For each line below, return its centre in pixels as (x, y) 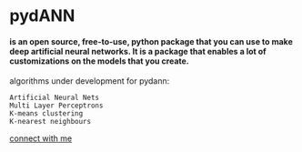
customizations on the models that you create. (99, 61)
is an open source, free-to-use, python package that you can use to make (151, 41)
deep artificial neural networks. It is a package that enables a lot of (138, 51)
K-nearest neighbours (50, 122)
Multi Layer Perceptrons (56, 106)
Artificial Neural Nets (55, 98)
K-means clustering (46, 114)
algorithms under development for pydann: (90, 81)
